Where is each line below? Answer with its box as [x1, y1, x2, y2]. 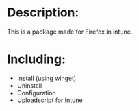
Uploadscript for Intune [16, 96, 84, 104]
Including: [7, 51, 66, 67]
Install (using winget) [16, 74, 77, 82]
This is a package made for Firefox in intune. [7, 27, 133, 36]
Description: [7, 5, 79, 21]
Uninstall [16, 81, 42, 90]
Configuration [16, 88, 56, 97]
